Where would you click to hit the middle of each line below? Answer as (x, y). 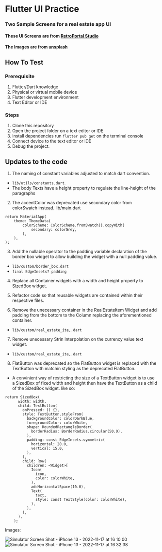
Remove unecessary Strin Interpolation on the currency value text (78, 339)
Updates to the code (36, 162)
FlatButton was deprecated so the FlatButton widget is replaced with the (84, 363)
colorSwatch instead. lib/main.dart (46, 208)
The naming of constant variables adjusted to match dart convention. (81, 174)
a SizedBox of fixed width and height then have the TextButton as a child (85, 383)
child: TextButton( (37, 406)
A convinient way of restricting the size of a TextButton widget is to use (83, 378)
